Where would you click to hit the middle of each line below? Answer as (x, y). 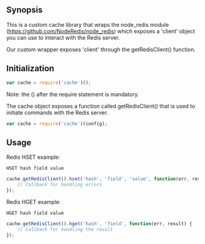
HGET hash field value (35, 213)
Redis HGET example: (34, 202)
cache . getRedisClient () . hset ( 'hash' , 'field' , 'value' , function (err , (98, 179)
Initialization (31, 68)
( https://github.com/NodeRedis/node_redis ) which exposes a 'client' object (101, 31)
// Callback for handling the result (65, 229)
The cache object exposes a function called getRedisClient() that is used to (101, 106)
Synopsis (24, 10)
